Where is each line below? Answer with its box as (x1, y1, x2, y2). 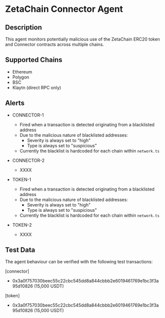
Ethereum (12, 69, 32, 75)
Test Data (5, 246, 36, 254)
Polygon (12, 74, 30, 80)
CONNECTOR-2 (12, 157, 45, 163)
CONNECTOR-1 (12, 112, 44, 118)
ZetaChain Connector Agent (5, 3, 124, 15)
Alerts (5, 99, 25, 107)
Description (5, 23, 42, 32)
